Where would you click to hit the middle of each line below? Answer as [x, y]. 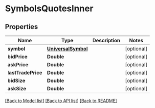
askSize [17, 89]
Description [107, 40]
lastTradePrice [25, 73]
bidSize [16, 81]
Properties [22, 27]
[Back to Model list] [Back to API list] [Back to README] [61, 101]
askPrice [18, 65]
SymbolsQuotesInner [49, 9]
